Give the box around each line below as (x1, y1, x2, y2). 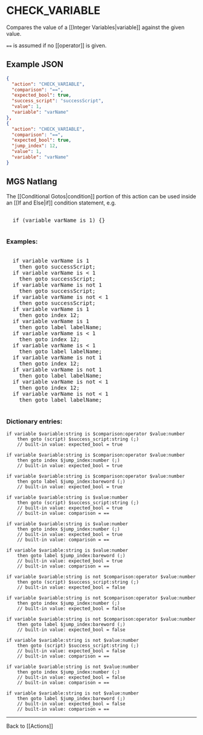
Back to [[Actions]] (6, 722, 53, 730)
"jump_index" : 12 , (11, 143, 59, 149)
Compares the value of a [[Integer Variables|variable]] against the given (6, 24, 185, 31)
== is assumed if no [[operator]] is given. (6, 42, 107, 49)
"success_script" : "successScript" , (11, 98, 104, 104)
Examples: (6, 237, 38, 246)
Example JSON (6, 59, 63, 70)
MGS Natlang (6, 177, 57, 187)
